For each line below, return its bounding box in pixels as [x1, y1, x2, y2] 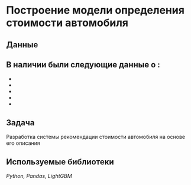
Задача [6, 118, 35, 128]
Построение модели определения [6, 4, 185, 17]
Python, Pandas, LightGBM [6, 173, 72, 180]
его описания [6, 139, 40, 147]
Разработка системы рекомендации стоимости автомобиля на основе [6, 134, 185, 141]
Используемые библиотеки [6, 157, 114, 167]
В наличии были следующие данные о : [6, 60, 161, 70]
